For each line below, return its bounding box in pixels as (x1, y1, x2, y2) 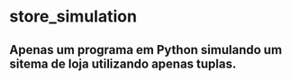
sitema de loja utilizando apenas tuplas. (9, 56, 237, 71)
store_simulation (9, 6, 138, 27)
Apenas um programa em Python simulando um (9, 42, 282, 58)
